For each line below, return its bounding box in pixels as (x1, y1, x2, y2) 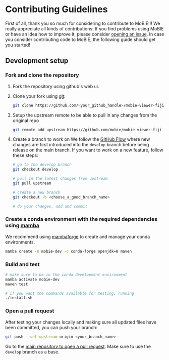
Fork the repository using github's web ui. (12, 83, 99, 89)
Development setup (5, 57, 69, 65)
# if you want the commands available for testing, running (5, 291, 135, 296)
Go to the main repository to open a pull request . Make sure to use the (5, 343, 151, 349)
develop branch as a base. (5, 348, 60, 355)
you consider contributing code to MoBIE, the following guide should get (5, 36, 156, 43)
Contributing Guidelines (5, 4, 108, 15)
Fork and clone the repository (5, 72, 79, 79)
